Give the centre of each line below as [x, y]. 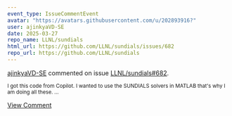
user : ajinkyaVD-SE [36, 27]
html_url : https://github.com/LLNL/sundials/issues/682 [91, 46]
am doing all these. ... [33, 92]
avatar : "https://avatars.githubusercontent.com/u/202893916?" [102, 20]
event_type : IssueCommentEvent [53, 14]
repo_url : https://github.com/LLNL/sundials [73, 53]
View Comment [30, 105]
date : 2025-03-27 [33, 33]
